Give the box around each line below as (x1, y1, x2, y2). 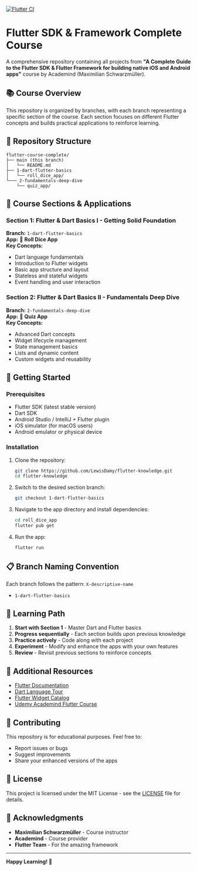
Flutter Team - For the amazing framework (14, 841, 118, 848)
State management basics (14, 343, 78, 350)
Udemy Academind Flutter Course (14, 701, 97, 708)
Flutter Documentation (14, 682, 69, 689)
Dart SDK (14, 410, 38, 417)
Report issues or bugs (14, 745, 69, 752)
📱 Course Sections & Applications (6, 199, 132, 209)
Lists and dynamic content (14, 349, 79, 356)
